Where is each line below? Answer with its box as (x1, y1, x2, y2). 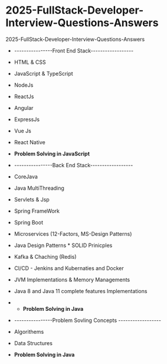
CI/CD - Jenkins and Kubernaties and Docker (14, 264, 125, 272)
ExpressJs (14, 116, 40, 123)
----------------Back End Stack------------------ (14, 161, 133, 168)
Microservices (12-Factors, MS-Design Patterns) (14, 230, 132, 237)
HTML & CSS (14, 58, 46, 66)
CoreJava (14, 173, 38, 180)
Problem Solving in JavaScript (14, 150, 90, 157)
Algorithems (14, 328, 44, 335)
